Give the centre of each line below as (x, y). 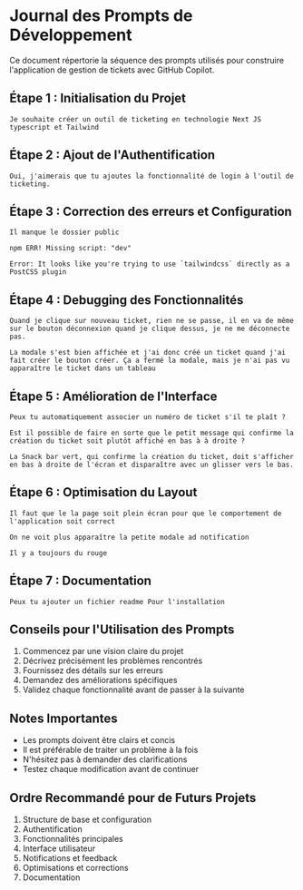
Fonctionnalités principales (73, 839)
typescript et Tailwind (54, 127)
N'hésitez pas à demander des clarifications (105, 759)
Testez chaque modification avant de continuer (111, 769)
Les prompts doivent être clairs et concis (98, 740)
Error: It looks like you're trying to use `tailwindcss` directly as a (150, 264)
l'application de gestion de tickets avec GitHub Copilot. (112, 70)
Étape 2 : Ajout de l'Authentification (112, 155)
